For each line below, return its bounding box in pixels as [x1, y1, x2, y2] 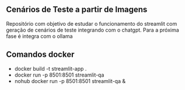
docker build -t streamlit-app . [14, 65, 87, 72]
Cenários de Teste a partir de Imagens [6, 5, 148, 15]
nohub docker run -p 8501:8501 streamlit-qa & [14, 77, 126, 84]
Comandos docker [6, 50, 75, 60]
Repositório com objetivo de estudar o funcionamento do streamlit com [6, 20, 177, 27]
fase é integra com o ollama [6, 32, 73, 40]
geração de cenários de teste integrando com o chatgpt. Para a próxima [6, 26, 179, 33]
